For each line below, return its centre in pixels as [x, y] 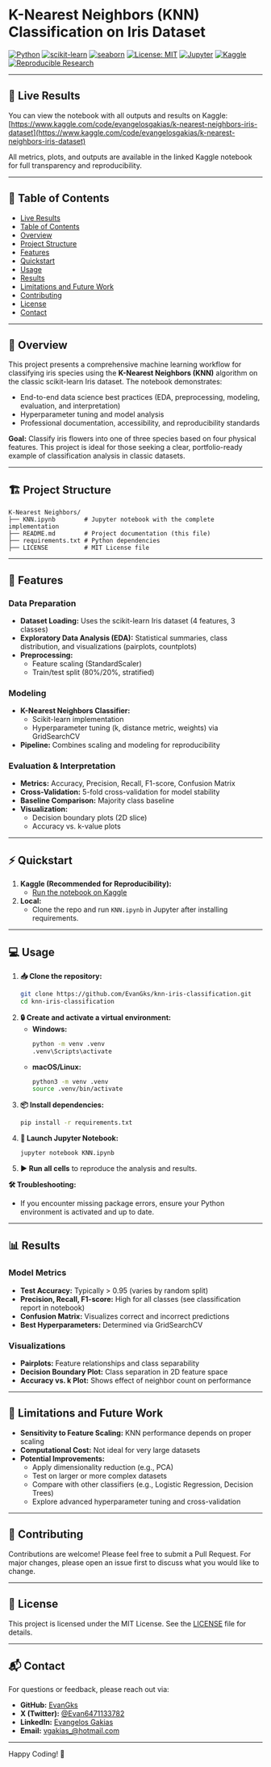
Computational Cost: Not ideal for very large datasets [110, 1450]
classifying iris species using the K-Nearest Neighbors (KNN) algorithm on [133, 373]
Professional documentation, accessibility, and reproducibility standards [140, 423]
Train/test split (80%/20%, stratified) [93, 672]
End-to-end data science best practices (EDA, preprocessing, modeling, [140, 397]
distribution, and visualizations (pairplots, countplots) [108, 646]
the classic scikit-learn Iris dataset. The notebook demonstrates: [115, 382]
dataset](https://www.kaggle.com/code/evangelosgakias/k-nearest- [122, 132]
